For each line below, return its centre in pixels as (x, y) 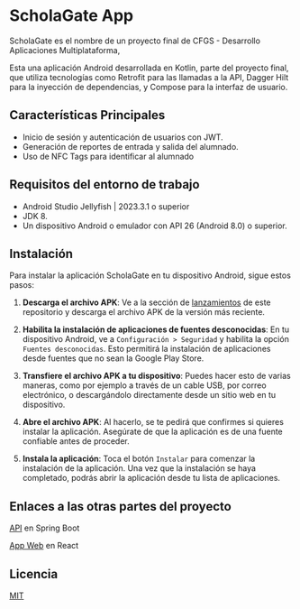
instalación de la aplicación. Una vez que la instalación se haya (139, 468)
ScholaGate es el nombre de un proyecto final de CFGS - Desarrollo (135, 41)
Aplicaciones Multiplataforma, (65, 50)
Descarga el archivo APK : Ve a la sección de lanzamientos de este (147, 302)
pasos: (22, 285)
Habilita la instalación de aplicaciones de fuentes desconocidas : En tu (156, 329)
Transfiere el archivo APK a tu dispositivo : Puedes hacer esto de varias (156, 376)
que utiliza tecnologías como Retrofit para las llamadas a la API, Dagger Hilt (149, 77)
